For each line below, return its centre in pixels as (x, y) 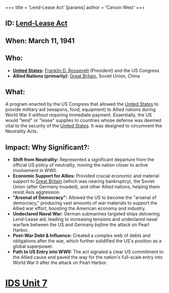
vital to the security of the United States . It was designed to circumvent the (84, 126)
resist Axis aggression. (36, 192)
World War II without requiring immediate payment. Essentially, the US (79, 115)
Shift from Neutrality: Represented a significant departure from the (83, 160)
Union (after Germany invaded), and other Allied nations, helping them (86, 187)
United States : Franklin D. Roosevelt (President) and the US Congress (86, 70)
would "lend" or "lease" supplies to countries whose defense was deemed (83, 120)
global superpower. (33, 247)
